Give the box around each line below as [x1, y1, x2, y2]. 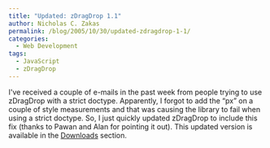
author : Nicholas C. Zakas [8, 20, 100, 28]
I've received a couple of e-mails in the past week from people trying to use [8, 87, 263, 97]
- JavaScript [15, 58, 60, 66]
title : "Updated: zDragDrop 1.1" [8, 11, 122, 20]
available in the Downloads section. [8, 130, 128, 140]
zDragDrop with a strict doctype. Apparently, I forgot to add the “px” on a [8, 95, 254, 106]
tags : [8, 50, 27, 58]
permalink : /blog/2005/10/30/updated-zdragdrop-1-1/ [8, 27, 191, 35]
